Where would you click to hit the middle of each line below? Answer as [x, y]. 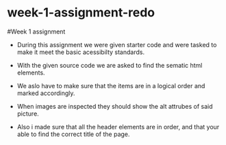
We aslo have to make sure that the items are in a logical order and [111, 85]
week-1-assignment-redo [81, 13]
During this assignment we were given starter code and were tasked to [117, 44]
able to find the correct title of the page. [73, 134]
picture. [28, 114]
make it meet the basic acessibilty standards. [81, 52]
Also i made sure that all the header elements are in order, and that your [118, 127]
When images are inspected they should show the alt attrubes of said [115, 106]
